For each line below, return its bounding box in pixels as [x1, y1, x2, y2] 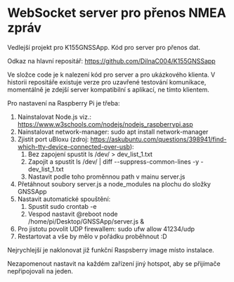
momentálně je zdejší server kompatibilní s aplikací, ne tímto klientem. [7, 85, 209, 94]
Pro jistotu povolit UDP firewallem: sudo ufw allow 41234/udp [17, 224, 195, 233]
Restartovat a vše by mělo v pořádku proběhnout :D [17, 232, 167, 241]
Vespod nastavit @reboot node [27, 210, 118, 218]
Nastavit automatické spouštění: [17, 195, 111, 203]
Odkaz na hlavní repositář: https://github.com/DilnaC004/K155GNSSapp [7, 56, 216, 65]
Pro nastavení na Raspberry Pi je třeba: [7, 98, 120, 107]
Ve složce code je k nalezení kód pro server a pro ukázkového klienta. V [7, 70, 216, 79]
